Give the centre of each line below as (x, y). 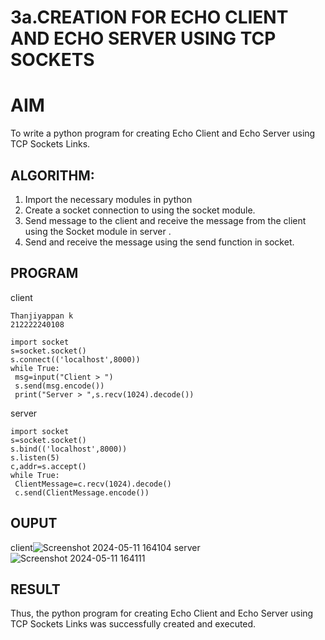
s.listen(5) (35, 457)
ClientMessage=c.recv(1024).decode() (93, 484)
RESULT (35, 589)
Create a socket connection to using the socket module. (140, 210)
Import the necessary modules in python (108, 199)
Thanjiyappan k (42, 316)
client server (105, 547)
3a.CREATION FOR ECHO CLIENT (149, 17)
